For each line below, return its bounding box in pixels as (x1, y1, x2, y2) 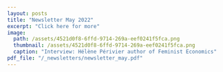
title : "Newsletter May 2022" (7, 16, 94, 23)
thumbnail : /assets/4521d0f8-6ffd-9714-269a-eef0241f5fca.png (13, 42, 195, 49)
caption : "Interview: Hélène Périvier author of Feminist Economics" (13, 49, 217, 56)
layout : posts (7, 10, 48, 17)
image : (7, 29, 26, 36)
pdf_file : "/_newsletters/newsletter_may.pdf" (7, 55, 143, 62)
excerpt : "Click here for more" (7, 23, 100, 29)
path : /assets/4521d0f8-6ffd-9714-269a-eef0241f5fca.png (13, 36, 180, 43)
